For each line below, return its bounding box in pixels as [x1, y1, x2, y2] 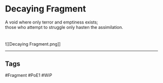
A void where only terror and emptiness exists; [5, 19, 98, 25]
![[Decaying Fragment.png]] [5, 41, 61, 47]
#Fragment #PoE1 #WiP [5, 72, 52, 78]
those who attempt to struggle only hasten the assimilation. [5, 24, 124, 30]
